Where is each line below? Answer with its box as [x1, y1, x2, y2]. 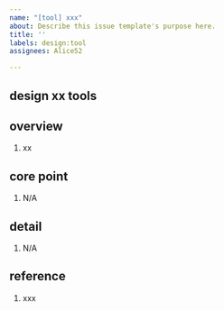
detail [9, 218, 42, 234]
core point [9, 169, 69, 184]
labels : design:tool [9, 38, 88, 48]
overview [9, 118, 63, 133]
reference [9, 269, 66, 284]
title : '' [9, 30, 47, 39]
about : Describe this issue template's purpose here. [9, 22, 217, 31]
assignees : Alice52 [9, 47, 83, 56]
